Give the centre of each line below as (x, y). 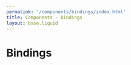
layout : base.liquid (32, 23)
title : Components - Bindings (45, 17)
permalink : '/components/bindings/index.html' (66, 12)
